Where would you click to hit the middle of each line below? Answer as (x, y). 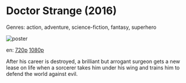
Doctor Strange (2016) (62, 11)
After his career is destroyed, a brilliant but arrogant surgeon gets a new (93, 61)
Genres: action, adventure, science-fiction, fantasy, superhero (81, 27)
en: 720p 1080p (25, 50)
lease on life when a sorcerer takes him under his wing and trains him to (93, 67)
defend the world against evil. (42, 74)
